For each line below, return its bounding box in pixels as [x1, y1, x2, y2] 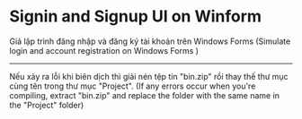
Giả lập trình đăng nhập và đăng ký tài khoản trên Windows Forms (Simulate [9, 36, 291, 47]
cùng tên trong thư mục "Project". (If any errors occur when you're [9, 81, 256, 91]
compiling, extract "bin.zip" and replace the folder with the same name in [9, 89, 280, 100]
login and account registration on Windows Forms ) [9, 45, 200, 55]
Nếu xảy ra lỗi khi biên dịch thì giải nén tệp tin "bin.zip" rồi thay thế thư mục [9, 71, 289, 81]
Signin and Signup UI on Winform [9, 6, 262, 27]
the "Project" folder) [9, 99, 84, 110]
